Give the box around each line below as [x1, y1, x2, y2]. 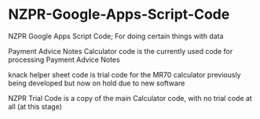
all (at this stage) [8, 102, 63, 111]
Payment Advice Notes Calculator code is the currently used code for [8, 46, 233, 56]
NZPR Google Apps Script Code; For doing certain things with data [8, 31, 224, 41]
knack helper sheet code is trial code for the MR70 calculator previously [8, 70, 241, 79]
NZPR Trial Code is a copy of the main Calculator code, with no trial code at [8, 93, 253, 103]
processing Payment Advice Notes [8, 55, 120, 64]
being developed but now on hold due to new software [8, 78, 185, 88]
